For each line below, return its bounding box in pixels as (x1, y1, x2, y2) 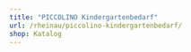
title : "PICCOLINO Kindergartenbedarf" (9, 12, 159, 22)
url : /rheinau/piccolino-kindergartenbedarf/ (9, 21, 182, 30)
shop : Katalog (9, 29, 63, 38)
